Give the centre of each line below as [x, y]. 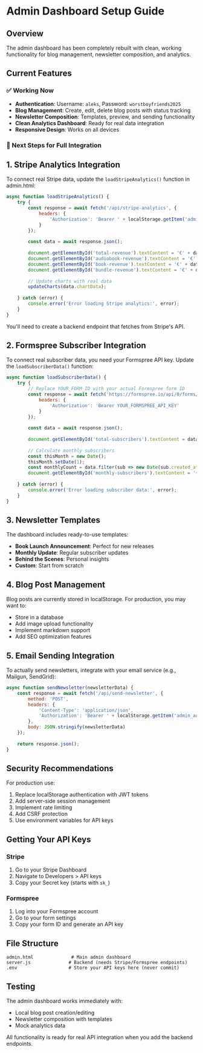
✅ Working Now [30, 91]
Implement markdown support [53, 630]
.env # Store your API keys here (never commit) [93, 968]
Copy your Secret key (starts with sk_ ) [63, 883]
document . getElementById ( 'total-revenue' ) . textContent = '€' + [109, 253]
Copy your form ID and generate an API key [69, 924]
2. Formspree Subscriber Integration [76, 346]
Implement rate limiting [43, 807]
